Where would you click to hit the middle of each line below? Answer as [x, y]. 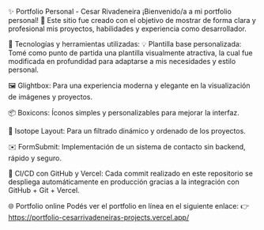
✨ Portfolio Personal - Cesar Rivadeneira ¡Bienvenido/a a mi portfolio [120, 11]
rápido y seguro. [35, 158]
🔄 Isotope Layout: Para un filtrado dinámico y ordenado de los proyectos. [127, 131]
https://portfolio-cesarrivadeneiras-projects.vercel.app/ [99, 217]
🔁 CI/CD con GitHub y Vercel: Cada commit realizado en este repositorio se [130, 173]
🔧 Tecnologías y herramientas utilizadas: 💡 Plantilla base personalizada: [125, 44]
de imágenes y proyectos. [51, 97]
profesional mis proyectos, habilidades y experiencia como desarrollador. [128, 28]
